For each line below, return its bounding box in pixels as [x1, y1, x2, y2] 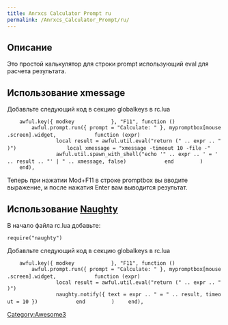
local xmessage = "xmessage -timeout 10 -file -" [66, 145, 211, 152]
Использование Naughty [7, 203, 118, 215]
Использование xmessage [7, 87, 126, 99]
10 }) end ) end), [22, 298, 144, 305]
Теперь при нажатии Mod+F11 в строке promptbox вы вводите [7, 176, 188, 185]
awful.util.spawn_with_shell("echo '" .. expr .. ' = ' [55, 151, 218, 158]
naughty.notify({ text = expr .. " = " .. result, [55, 291, 203, 298]
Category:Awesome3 [7, 310, 66, 318]
